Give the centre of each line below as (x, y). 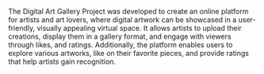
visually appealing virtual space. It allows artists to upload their (139, 28)
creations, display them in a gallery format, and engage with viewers (120, 36)
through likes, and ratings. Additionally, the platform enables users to (121, 45)
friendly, (22, 28)
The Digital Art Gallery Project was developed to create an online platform (128, 11)
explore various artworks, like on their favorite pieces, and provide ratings (129, 53)
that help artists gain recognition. (62, 61)
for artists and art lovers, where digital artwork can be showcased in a (122, 20)
